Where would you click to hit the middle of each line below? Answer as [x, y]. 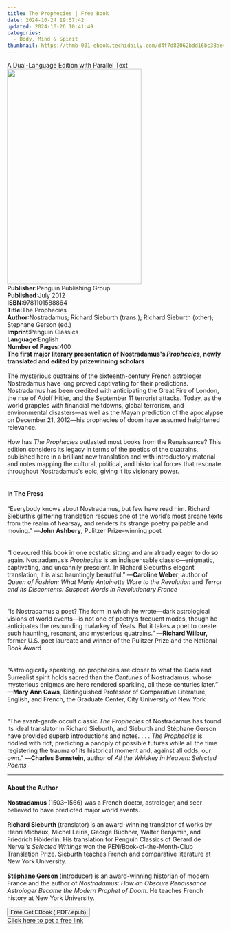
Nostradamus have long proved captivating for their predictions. [98, 383]
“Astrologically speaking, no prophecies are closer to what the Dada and [109, 670]
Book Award [24, 648]
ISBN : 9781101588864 [37, 303]
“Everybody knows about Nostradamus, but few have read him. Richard [108, 509]
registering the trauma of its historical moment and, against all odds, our [109, 751]
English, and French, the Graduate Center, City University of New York [107, 699]
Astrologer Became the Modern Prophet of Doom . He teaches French [106, 891]
